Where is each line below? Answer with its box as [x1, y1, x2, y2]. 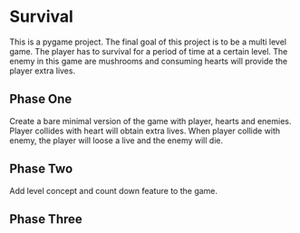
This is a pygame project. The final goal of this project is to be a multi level [9, 36, 287, 47]
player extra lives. [9, 65, 75, 76]
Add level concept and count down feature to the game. [9, 185, 218, 196]
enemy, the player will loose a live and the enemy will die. [9, 134, 224, 146]
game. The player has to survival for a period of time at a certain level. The [9, 45, 288, 56]
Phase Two [9, 161, 73, 177]
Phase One [9, 92, 73, 107]
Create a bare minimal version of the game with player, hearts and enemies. [9, 115, 292, 126]
